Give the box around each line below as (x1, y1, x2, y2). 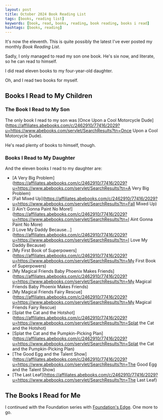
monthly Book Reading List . (5, 44, 61, 50)
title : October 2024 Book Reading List (5, 12, 86, 17)
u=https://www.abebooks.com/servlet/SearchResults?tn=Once (5, 127, 132, 133)
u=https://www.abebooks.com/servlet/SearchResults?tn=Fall (12, 201, 135, 207)
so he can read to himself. (5, 59, 58, 64)
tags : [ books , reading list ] (5, 16, 64, 21)
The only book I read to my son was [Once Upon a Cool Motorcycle (5, 117, 141, 123)
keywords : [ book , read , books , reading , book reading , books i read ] (5, 20, 150, 26)
